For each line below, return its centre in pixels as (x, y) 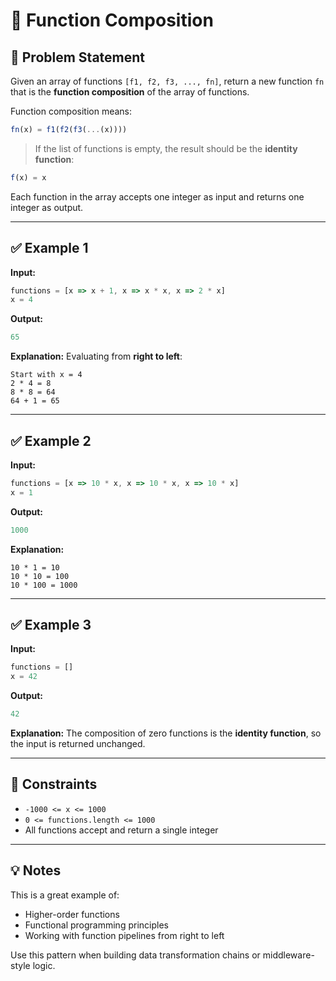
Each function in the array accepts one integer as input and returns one (157, 196)
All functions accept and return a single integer (121, 830)
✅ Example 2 (51, 440)
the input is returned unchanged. (78, 744)
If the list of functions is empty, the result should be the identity (166, 148)
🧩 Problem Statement (78, 57)
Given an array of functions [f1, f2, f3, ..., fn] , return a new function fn (167, 81)
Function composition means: (71, 111)
